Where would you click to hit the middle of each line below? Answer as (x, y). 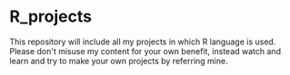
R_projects (51, 17)
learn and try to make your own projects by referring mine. (119, 61)
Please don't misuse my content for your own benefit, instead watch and (145, 51)
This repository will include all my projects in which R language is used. (143, 42)
